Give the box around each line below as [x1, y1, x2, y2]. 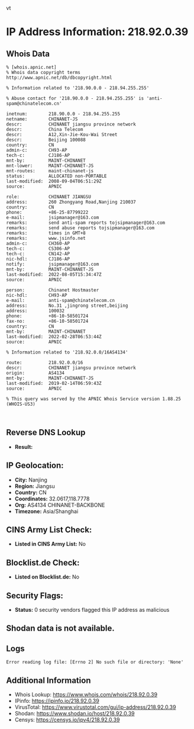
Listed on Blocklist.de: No [14, 573, 80, 580]
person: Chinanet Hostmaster [6, 287, 99, 293]
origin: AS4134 [6, 370, 65, 376]
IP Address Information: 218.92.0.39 [6, 25, 189, 38]
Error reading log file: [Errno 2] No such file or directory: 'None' [6, 659, 184, 665]
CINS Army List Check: [6, 525, 92, 535]
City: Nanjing [14, 476, 47, 483]
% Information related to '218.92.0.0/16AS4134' [6, 349, 128, 355]
